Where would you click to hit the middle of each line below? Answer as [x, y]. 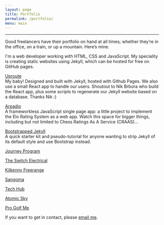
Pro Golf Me [17, 208]
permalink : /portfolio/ [29, 19]
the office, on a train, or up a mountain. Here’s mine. [57, 47]
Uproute [13, 76]
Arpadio [13, 106]
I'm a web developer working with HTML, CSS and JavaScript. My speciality [82, 56]
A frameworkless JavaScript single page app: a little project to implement [79, 112]
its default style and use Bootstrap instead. [48, 142]
